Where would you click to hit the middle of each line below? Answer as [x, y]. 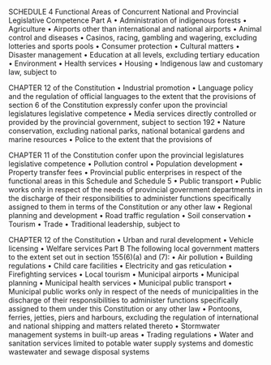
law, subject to [32, 72]
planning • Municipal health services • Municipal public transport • [120, 283]
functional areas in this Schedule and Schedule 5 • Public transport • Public [135, 181]
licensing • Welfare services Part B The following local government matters [134, 248]
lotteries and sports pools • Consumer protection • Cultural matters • [124, 46]
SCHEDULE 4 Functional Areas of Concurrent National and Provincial [124, 12]
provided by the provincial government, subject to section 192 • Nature [127, 122]
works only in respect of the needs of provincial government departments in [135, 189]
